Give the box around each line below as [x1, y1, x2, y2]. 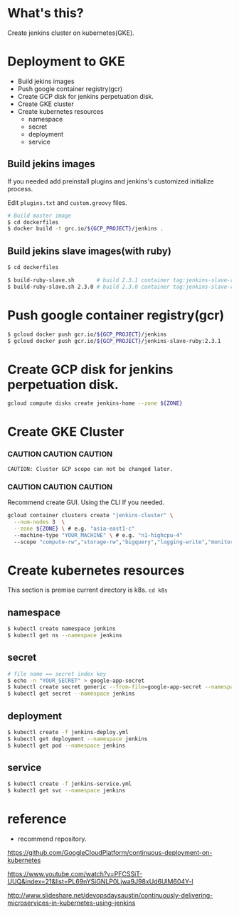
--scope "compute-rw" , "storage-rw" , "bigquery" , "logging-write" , [14, 538, 208, 546]
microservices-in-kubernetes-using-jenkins [7, 898, 136, 908]
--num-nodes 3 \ [14, 518, 65, 526]
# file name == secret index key [7, 670, 107, 677]
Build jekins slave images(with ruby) [7, 245, 172, 257]
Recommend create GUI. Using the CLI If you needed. [7, 498, 165, 506]
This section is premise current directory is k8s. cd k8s [7, 585, 169, 595]
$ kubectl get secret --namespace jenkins [7, 690, 135, 698]
